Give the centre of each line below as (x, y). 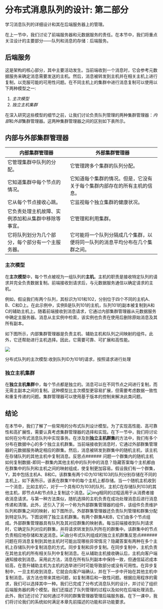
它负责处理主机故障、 (32, 211)
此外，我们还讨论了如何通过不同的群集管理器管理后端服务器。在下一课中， (79, 595)
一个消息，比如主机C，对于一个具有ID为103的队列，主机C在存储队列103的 (79, 486)
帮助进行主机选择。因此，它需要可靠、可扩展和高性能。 (77, 340)
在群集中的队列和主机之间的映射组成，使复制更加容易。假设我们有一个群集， (81, 468)
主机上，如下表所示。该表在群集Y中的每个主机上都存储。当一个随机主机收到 (81, 480)
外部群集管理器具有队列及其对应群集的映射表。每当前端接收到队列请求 (83, 523)
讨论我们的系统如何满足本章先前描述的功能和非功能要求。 (71, 602)
